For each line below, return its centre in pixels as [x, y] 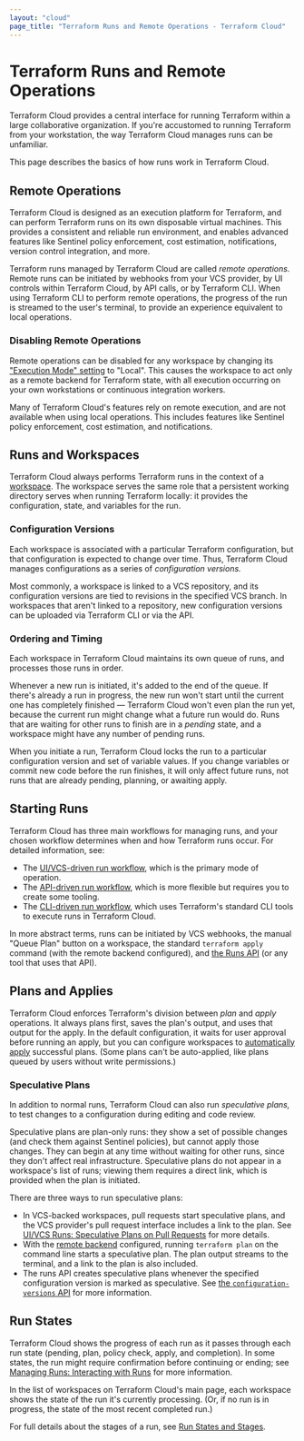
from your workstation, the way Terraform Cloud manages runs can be [142, 135]
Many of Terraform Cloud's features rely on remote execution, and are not [147, 407]
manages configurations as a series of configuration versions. [126, 568]
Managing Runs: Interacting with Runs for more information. [121, 1372]
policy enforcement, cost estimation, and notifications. [111, 426]
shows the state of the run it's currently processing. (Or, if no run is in [139, 1399]
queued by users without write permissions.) [93, 1061]
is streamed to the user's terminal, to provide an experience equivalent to [146, 308]
